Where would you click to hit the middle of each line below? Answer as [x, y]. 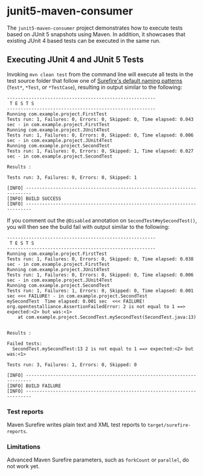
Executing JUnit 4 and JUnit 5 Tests [75, 59]
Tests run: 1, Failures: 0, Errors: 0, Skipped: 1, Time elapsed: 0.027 [100, 151]
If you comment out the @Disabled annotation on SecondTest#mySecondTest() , [102, 220]
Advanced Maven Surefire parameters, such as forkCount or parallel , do [98, 460]
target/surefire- [169, 425]
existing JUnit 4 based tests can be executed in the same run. [84, 40]
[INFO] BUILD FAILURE [34, 386]
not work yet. [23, 466]
